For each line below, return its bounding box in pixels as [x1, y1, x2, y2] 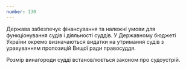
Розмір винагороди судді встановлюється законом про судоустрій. [6, 56, 181, 63]
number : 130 [6, 8, 36, 15]
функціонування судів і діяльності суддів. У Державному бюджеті [6, 31, 176, 39]
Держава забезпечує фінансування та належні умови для [6, 25, 156, 32]
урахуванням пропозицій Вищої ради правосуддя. [6, 44, 136, 52]
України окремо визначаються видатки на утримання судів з [6, 38, 164, 45]
